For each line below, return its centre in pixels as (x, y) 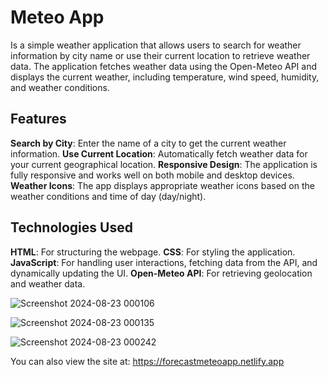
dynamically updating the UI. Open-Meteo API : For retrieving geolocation (161, 273)
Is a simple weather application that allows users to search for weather (156, 45)
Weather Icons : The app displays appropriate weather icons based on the (162, 185)
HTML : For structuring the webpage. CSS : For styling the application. (153, 252)
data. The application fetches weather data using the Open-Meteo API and (164, 66)
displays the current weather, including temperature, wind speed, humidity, (165, 77)
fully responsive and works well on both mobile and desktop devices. (152, 175)
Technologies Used (71, 227)
